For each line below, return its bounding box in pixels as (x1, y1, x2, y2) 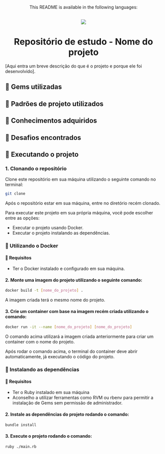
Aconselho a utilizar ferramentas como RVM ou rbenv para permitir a (12, 394, 154, 401)
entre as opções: (5, 215, 40, 221)
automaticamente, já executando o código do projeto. (5, 354, 115, 360)
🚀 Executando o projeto (5, 150, 79, 158)
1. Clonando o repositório (5, 165, 67, 172)
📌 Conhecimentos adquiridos (5, 117, 97, 125)
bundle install (5, 422, 37, 427)
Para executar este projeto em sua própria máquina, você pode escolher (5, 210, 153, 216)
